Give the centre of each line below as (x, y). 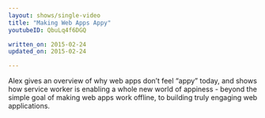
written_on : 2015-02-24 (47, 44)
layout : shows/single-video (55, 15)
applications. (29, 106)
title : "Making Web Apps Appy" (60, 23)
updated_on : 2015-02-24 (47, 52)
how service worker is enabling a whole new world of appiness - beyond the (132, 89)
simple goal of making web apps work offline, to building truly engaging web (133, 98)
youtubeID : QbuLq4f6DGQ (47, 30)
